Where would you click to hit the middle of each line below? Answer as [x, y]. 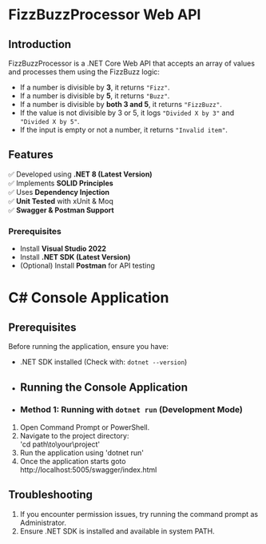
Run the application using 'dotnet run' [81, 452]
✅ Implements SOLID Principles [61, 183]
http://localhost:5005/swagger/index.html [88, 470]
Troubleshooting [51, 495]
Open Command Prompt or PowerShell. [85, 427]
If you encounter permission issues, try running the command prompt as [139, 514]
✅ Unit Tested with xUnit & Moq [61, 201]
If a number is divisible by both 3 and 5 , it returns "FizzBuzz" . [121, 104]
